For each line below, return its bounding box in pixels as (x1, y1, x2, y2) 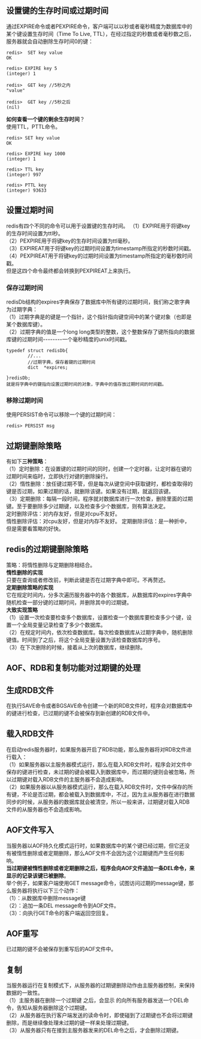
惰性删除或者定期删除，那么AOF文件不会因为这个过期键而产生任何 (16, 849, 179, 856)
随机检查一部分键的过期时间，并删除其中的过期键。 (6, 598, 132, 606)
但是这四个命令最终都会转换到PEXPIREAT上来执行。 (6, 267, 134, 274)
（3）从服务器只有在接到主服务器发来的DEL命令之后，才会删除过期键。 (6, 1026, 182, 1034)
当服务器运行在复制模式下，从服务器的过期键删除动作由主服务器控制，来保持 (6, 982, 195, 989)
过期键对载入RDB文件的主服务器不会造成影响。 (11, 776, 127, 783)
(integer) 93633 (6, 187, 47, 193)
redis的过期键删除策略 (6, 544, 89, 555)
